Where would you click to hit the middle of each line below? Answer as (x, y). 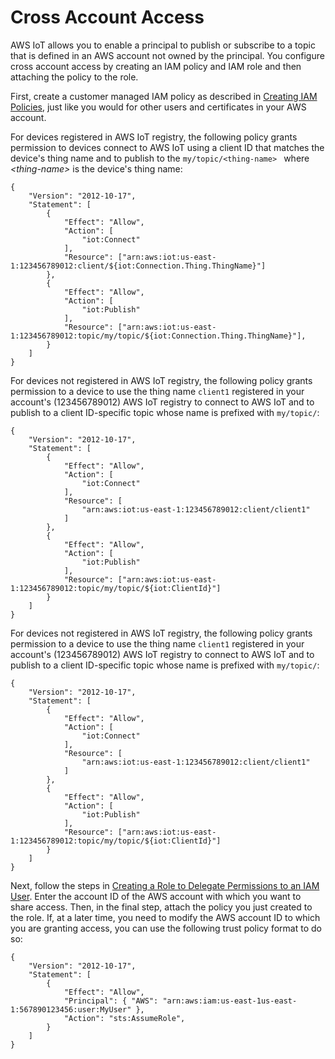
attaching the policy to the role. (74, 77)
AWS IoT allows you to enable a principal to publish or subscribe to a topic (163, 45)
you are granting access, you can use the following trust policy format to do (166, 928)
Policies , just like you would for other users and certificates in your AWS (158, 107)
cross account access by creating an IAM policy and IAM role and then (156, 66)
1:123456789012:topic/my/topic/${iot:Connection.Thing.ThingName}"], (158, 336)
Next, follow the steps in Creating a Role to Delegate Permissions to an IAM (165, 885)
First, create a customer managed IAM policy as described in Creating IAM (164, 96)
